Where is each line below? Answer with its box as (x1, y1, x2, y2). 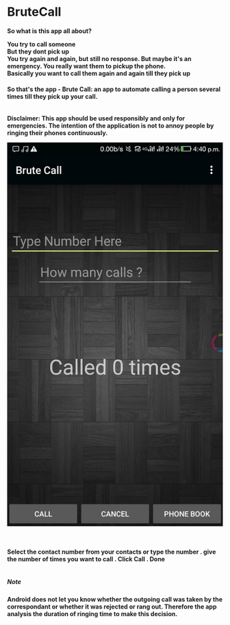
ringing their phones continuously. (7, 128, 108, 137)
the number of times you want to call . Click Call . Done (7, 554, 166, 563)
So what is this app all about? (7, 27, 92, 35)
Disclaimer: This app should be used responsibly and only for (7, 114, 186, 122)
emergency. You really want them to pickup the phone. (7, 62, 166, 70)
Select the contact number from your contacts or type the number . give (7, 548, 216, 556)
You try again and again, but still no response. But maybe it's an (7, 54, 192, 62)
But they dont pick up (7, 47, 70, 56)
